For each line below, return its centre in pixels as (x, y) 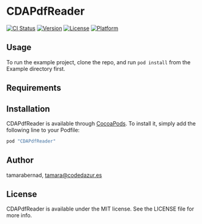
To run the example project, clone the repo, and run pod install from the (99, 62)
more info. (19, 215)
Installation (28, 109)
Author (20, 160)
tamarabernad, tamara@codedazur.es (54, 175)
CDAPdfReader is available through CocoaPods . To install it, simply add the (101, 123)
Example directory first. (36, 69)
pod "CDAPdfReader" (31, 141)
